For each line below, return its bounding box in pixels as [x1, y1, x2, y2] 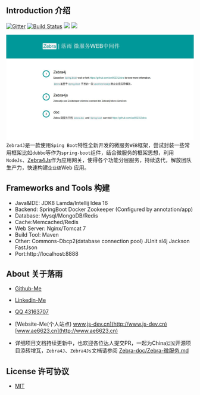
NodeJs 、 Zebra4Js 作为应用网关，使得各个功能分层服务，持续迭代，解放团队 [6, 156, 192, 163]
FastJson [14, 244, 37, 251]
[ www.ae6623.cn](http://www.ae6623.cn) [14, 327, 118, 335]
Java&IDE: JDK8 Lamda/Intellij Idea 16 [14, 199, 108, 206]
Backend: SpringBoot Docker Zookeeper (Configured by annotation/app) [14, 206, 193, 213]
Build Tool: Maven [14, 231, 59, 238]
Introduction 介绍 [6, 5, 71, 16]
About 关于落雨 [6, 269, 63, 279]
